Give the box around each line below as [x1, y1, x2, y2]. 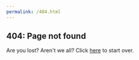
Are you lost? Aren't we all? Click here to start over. [6, 47, 134, 54]
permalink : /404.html [6, 8, 61, 15]
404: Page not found [6, 31, 86, 41]
